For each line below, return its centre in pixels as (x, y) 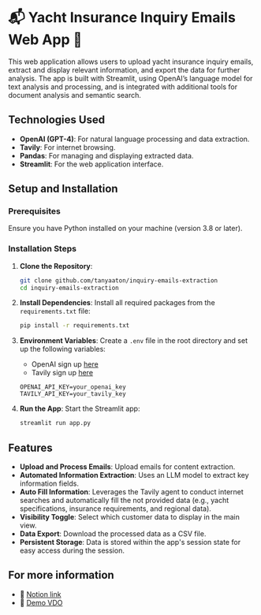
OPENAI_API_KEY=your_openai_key (73, 387)
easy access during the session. (72, 550)
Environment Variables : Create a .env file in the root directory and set (134, 341)
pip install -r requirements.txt (75, 326)
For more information (61, 575)
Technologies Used (56, 120)
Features (30, 447)
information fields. (49, 483)
